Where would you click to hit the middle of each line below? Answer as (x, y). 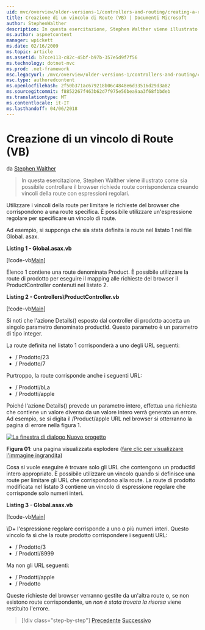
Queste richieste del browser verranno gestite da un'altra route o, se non (98, 596)
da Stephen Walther (31, 169)
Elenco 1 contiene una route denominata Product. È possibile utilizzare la (98, 272)
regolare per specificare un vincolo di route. (62, 218)
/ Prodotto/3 (31, 547)
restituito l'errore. (28, 609)
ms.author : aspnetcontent (39, 35)
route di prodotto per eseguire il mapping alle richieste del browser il (92, 279)
